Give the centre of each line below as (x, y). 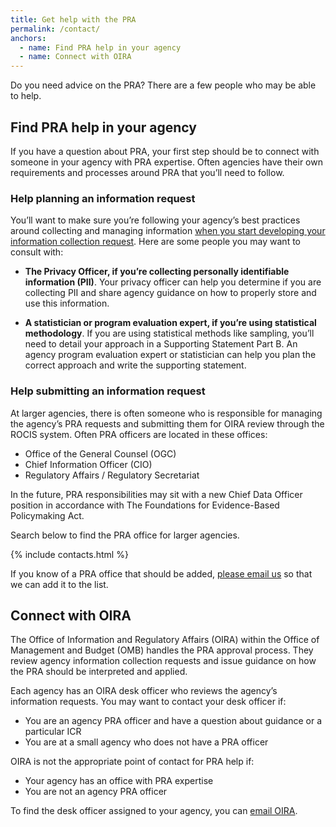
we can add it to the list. (59, 584)
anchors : (28, 38)
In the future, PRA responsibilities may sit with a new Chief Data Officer (156, 494)
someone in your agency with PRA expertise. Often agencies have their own (166, 162)
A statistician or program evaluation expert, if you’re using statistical (170, 323)
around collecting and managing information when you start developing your (168, 231)
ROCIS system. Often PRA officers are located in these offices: (139, 434)
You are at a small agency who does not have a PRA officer (146, 742)
